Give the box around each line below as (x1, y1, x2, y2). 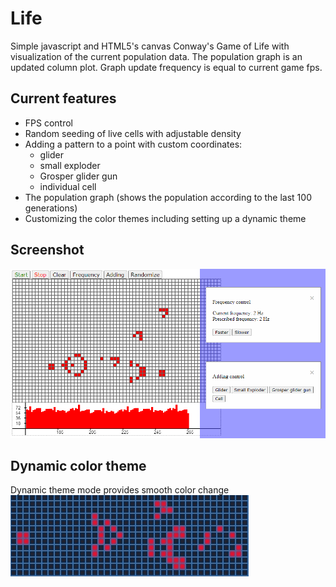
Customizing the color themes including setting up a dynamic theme (24, 212, 307, 224)
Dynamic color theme (10, 457, 147, 474)
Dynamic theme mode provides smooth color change (10, 484, 230, 496)
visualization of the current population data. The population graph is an (10, 50, 303, 62)
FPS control (24, 117, 73, 129)
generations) (24, 202, 78, 214)
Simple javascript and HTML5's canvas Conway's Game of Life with (10, 40, 290, 52)
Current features (10, 90, 117, 107)
